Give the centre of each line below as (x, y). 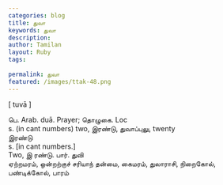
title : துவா (27, 23)
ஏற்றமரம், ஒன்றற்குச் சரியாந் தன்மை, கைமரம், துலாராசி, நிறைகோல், (112, 164)
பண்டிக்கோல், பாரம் (39, 172)
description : (30, 38)
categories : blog (37, 15)
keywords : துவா (32, 30)
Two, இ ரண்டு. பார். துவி (46, 154)
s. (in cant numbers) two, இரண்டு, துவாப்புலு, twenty (92, 128)
